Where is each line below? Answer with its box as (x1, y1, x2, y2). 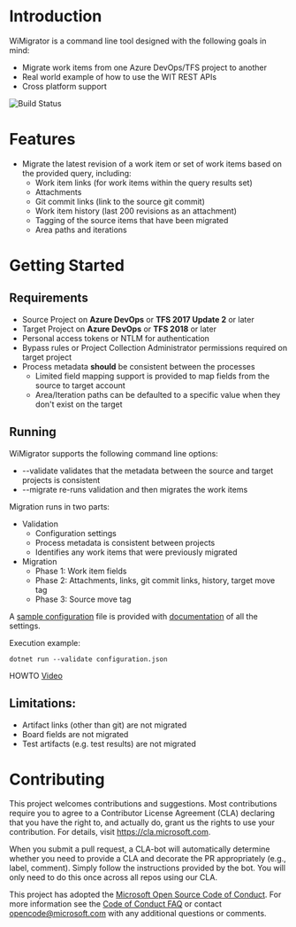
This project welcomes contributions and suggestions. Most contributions (9, 798, 277, 809)
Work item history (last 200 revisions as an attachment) (34, 206, 237, 216)
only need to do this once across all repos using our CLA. (9, 872, 218, 883)
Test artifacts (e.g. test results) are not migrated (21, 738, 197, 749)
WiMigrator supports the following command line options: (9, 448, 218, 458)
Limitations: (9, 696, 77, 711)
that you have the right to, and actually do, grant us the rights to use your (9, 817, 276, 828)
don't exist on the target (34, 399, 123, 409)
